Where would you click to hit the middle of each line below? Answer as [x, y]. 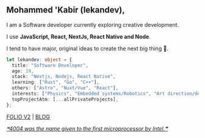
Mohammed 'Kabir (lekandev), [66, 10]
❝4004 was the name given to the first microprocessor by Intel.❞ [87, 128]
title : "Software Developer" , [50, 65]
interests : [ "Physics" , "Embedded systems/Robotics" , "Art [88, 94]
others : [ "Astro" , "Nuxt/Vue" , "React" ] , [65, 88]
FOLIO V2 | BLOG [28, 117]
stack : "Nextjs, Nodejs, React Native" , [64, 77]
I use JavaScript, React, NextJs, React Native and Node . [78, 37]
